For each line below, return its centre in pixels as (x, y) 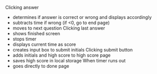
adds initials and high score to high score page (61, 55)
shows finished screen (36, 33)
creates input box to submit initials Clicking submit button (73, 50)
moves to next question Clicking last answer (59, 28)
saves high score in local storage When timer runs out (69, 60)
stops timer (24, 39)
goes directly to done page (41, 66)
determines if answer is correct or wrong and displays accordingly (82, 17)
